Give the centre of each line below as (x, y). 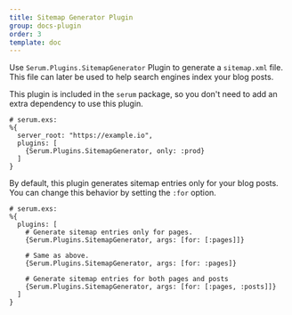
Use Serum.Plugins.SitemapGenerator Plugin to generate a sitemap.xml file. (146, 68)
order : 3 (25, 34)
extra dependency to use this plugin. (77, 104)
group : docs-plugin (45, 26)
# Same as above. (57, 256)
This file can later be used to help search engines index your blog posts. (142, 77)
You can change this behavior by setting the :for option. (113, 193)
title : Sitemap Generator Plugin (71, 17)
